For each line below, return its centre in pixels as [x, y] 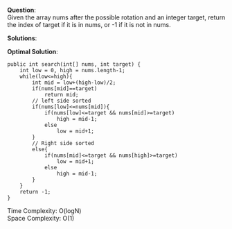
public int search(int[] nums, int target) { [74, 65]
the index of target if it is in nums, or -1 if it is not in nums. [89, 25]
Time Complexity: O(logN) [44, 211]
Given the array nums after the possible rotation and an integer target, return [116, 17]
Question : [22, 10]
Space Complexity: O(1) [41, 218]
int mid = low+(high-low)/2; [74, 83]
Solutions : [22, 38]
